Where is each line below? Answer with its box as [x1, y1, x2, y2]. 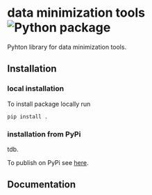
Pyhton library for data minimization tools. [7, 42, 127, 51]
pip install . [7, 113, 49, 120]
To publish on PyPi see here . [7, 158, 89, 166]
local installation [7, 84, 65, 93]
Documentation [7, 179, 76, 191]
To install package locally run [7, 100, 91, 108]
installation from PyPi [7, 129, 81, 139]
